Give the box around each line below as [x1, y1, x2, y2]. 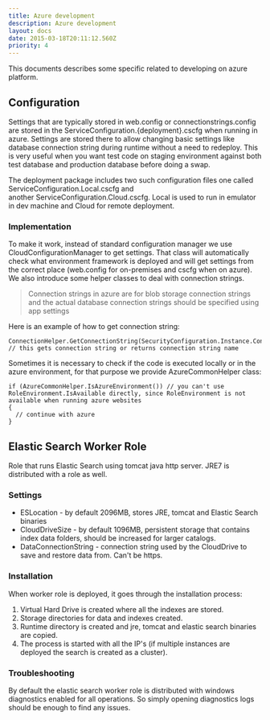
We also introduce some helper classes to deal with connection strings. [8, 274, 245, 283]
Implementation [8, 220, 72, 232]
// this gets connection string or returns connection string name [8, 344, 239, 352]
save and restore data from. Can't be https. [19, 550, 163, 560]
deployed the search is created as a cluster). [19, 647, 168, 656]
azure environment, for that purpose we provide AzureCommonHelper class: [8, 367, 262, 376]
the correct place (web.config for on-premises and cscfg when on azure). [8, 265, 253, 274]
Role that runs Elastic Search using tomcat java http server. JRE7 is [8, 461, 230, 471]
